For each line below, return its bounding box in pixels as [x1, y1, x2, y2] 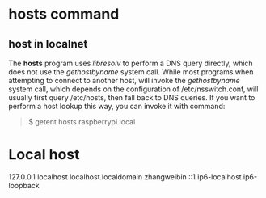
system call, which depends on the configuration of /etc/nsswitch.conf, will [8, 84, 259, 94]
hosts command [8, 5, 120, 23]
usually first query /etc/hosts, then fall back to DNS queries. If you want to [8, 93, 255, 102]
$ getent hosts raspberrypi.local [27, 117, 136, 126]
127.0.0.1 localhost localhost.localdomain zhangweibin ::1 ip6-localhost [8, 171, 242, 182]
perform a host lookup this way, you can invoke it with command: [8, 102, 226, 111]
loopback [8, 180, 40, 190]
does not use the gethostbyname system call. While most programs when [8, 67, 254, 77]
